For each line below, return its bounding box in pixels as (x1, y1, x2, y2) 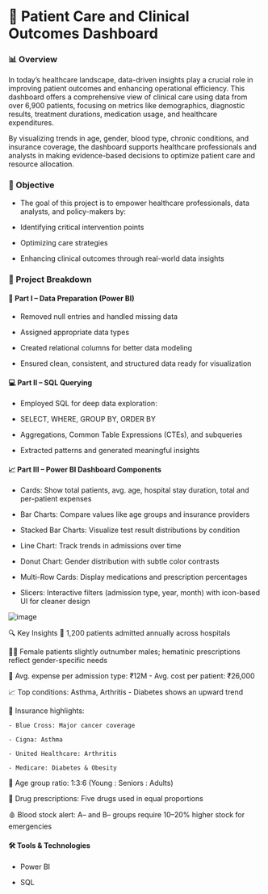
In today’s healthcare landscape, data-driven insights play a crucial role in (8, 75, 253, 85)
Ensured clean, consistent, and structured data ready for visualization (19, 359, 252, 368)
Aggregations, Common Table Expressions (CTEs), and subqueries (19, 430, 243, 439)
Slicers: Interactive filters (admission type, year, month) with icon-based (19, 588, 261, 598)
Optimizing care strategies (19, 237, 108, 247)
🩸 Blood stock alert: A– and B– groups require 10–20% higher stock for (8, 810, 245, 820)
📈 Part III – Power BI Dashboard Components (8, 464, 161, 474)
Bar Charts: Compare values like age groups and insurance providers (19, 510, 250, 519)
